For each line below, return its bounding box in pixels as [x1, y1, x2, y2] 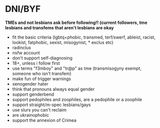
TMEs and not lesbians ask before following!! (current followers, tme [5, 20, 148, 25]
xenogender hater [12, 81, 48, 86]
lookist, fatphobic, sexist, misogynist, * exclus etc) [12, 39, 114, 45]
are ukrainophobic [12, 112, 49, 118]
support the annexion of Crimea [12, 117, 77, 123]
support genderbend [12, 91, 54, 97]
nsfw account [12, 50, 40, 56]
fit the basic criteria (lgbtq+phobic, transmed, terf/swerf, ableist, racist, [12, 34, 156, 40]
